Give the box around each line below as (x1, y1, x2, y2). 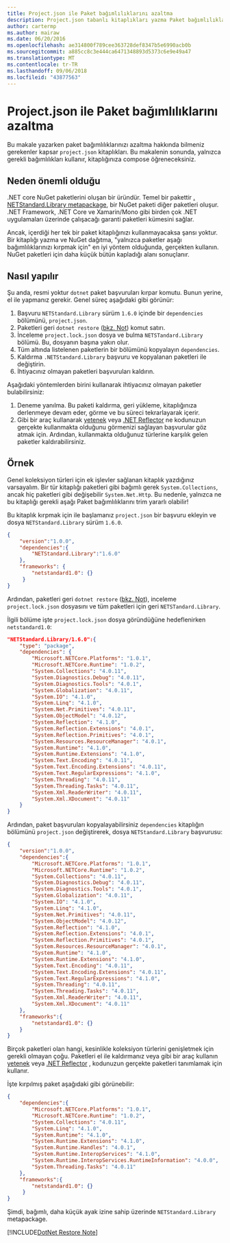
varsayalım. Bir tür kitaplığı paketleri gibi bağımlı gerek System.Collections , (7, 483, 218, 491)
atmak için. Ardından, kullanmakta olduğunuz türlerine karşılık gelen (16, 430, 209, 438)
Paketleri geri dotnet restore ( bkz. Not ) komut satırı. (16, 323, 166, 331)
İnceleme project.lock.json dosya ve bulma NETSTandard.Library (16, 331, 203, 339)
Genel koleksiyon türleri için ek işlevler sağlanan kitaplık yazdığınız (7, 475, 195, 484)
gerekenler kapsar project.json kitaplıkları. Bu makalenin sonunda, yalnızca (7, 148, 221, 156)
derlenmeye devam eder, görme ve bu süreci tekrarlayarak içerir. (16, 408, 200, 416)
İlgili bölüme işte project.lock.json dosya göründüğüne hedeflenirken (7, 615, 206, 624)
